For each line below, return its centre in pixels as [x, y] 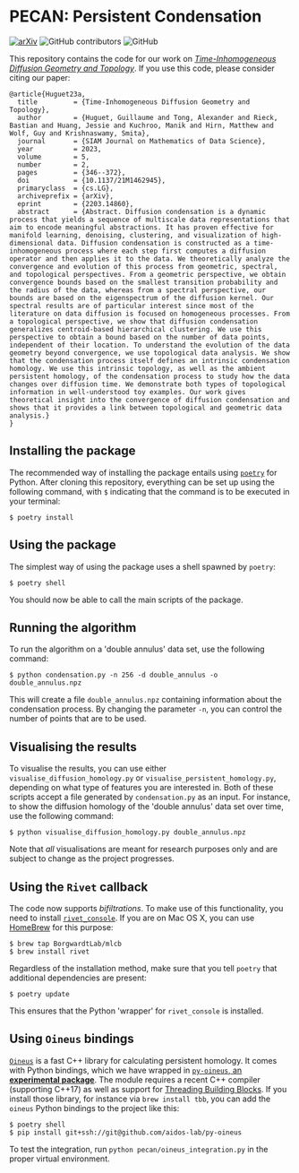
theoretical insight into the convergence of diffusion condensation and [150, 400]
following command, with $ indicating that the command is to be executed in [149, 491]
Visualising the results [73, 747]
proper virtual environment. [60, 1159]
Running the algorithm [73, 628]
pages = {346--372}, [72, 172]
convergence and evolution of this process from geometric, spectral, [144, 266]
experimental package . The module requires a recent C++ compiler [135, 1079]
